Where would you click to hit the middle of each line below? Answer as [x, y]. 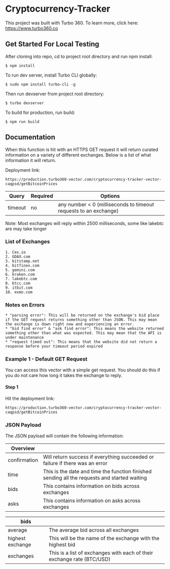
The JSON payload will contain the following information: [65, 436]
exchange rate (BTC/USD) [80, 559]
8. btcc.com [18, 283]
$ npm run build [22, 122]
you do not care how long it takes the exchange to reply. [64, 375]
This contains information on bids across [91, 486]
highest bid [62, 544]
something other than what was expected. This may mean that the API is [83, 333]
